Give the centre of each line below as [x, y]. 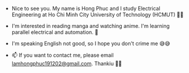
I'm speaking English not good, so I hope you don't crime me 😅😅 [91, 44]
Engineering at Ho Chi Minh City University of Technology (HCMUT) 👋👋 [97, 15]
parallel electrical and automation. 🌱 [55, 32]
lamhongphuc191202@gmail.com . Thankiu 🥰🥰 [67, 63]
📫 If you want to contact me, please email [63, 55]
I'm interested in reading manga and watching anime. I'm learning [90, 26]
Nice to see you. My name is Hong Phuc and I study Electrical [86, 8]
